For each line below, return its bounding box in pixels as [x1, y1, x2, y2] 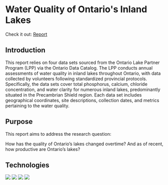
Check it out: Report [5, 31, 47, 37]
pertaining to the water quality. [5, 103, 70, 109]
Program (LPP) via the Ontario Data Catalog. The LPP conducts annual [5, 65, 153, 71]
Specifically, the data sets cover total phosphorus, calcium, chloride [5, 81, 148, 87]
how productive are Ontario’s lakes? [5, 146, 80, 152]
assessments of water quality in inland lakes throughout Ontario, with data [5, 70, 161, 76]
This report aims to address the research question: [5, 131, 111, 137]
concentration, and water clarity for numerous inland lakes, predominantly [5, 86, 160, 92]
